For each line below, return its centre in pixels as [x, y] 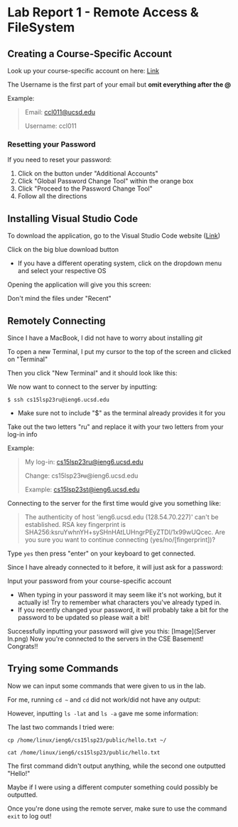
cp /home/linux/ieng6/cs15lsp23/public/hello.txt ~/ [87, 740]
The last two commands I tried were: [61, 727]
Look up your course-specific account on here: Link [83, 71]
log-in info [22, 434]
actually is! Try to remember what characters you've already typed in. [119, 602]
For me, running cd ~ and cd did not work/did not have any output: [104, 699]
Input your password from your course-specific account [90, 581]
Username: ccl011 [50, 126]
